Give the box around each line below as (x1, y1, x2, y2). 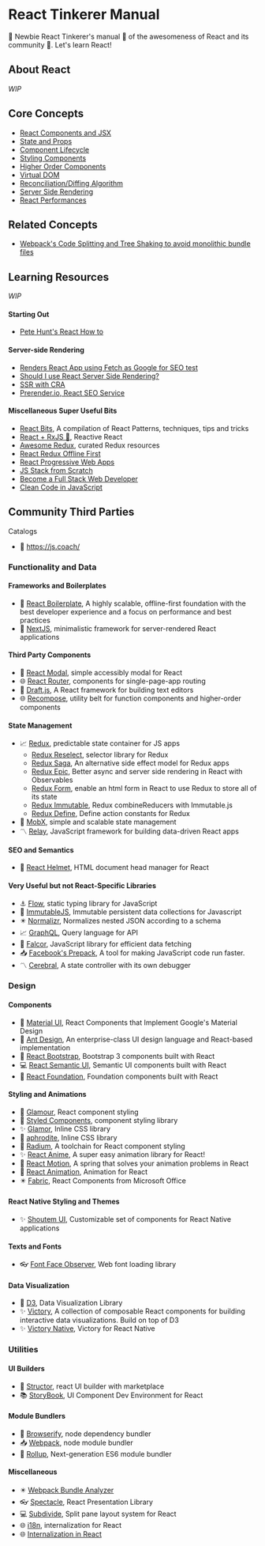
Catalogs (8, 526, 38, 535)
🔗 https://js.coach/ (19, 542, 80, 551)
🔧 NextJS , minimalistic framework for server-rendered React (19, 623, 217, 633)
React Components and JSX (19, 128, 112, 138)
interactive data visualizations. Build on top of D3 (19, 1315, 179, 1325)
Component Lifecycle (19, 145, 89, 154)
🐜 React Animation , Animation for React (19, 1166, 148, 1176)
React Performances (19, 195, 87, 205)
